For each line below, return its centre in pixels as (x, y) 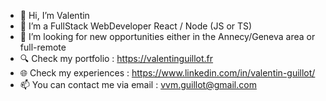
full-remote (43, 47)
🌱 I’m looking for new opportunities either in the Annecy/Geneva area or (167, 36)
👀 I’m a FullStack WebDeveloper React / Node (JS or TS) (136, 26)
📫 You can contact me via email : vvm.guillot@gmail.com (138, 84)
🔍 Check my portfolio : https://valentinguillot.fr (116, 58)
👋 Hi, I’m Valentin (54, 15)
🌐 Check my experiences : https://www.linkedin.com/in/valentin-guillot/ (167, 73)
